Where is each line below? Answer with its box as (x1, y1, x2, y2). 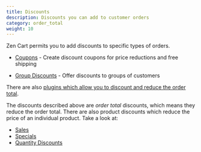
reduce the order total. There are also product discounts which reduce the (6, 108, 190, 115)
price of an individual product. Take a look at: (6, 115, 119, 122)
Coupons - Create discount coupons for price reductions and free (14, 54, 179, 61)
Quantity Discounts (14, 139, 63, 147)
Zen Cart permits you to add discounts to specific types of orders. (6, 42, 170, 49)
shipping (14, 60, 37, 68)
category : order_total (6, 20, 63, 26)
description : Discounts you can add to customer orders (6, 14, 149, 21)
